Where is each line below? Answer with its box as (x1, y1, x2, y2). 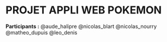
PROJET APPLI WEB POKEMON (5, 3, 162, 17)
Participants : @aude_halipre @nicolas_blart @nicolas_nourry (5, 23, 158, 30)
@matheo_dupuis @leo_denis (5, 29, 78, 36)
